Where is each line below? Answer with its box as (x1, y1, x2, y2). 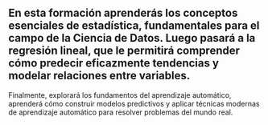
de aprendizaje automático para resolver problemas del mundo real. (8, 107, 233, 117)
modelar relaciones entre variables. (8, 69, 191, 83)
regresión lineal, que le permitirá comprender (8, 44, 240, 58)
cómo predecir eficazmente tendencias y (8, 56, 220, 71)
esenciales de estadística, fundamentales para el (8, 19, 260, 33)
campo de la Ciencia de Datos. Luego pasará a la (8, 31, 256, 45)
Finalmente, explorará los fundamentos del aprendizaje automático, (8, 90, 232, 99)
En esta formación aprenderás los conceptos (8, 6, 238, 20)
